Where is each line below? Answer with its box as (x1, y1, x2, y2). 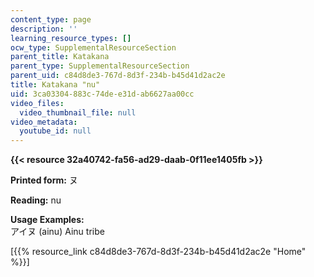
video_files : (10, 98, 65, 108)
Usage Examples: (10, 214, 85, 226)
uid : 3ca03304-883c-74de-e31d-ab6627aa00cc (10, 89, 195, 99)
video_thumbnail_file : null (19, 107, 137, 118)
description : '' (10, 24, 78, 34)
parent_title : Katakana (10, 52, 110, 62)
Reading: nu (10, 194, 62, 206)
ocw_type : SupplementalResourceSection (10, 42, 177, 53)
